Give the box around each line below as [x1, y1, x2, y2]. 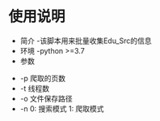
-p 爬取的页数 [19, 73, 66, 83]
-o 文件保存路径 [19, 93, 73, 103]
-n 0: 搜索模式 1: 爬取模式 [19, 103, 104, 114]
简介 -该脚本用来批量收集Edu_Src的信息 [19, 36, 152, 45]
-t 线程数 [19, 83, 50, 93]
